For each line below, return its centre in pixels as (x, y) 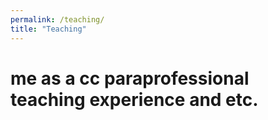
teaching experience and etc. (134, 99)
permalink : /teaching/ (57, 19)
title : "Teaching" (48, 29)
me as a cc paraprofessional (130, 78)
